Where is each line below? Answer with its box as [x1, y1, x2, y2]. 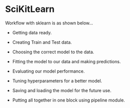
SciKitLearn [5, 3, 55, 15]
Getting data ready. [12, 29, 52, 35]
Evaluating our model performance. [12, 68, 85, 74]
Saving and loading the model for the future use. [12, 87, 112, 93]
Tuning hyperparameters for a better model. [12, 78, 103, 84]
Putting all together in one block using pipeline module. [12, 97, 125, 103]
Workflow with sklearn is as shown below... [5, 20, 93, 26]
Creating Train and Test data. [12, 39, 72, 45]
